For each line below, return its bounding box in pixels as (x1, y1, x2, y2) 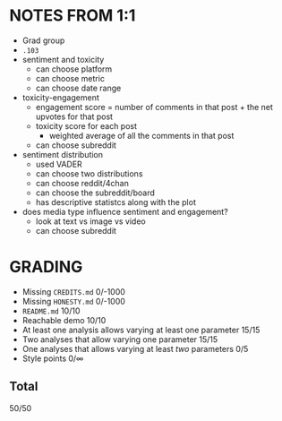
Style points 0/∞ (21, 353, 84, 364)
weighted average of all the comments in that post (48, 130, 235, 141)
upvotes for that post (35, 111, 114, 122)
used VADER (35, 159, 82, 169)
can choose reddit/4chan (35, 177, 130, 188)
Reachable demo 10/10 (21, 314, 107, 325)
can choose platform (35, 64, 113, 74)
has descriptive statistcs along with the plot (35, 196, 197, 207)
